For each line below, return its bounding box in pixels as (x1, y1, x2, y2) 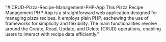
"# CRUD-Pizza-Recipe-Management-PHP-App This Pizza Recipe (5, 5, 144, 10)
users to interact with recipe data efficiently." (5, 31, 99, 37)
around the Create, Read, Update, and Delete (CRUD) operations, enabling (5, 26, 161, 32)
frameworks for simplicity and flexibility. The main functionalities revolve (5, 20, 157, 26)
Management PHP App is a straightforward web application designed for (5, 10, 157, 16)
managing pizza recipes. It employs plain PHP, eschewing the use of (5, 15, 149, 21)
